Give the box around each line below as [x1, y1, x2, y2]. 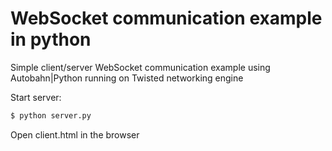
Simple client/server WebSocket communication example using [10, 61, 271, 73]
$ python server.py [10, 110, 92, 121]
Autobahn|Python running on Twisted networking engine [10, 72, 244, 84]
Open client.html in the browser [10, 128, 140, 141]
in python [10, 28, 92, 51]
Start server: [10, 91, 62, 103]
